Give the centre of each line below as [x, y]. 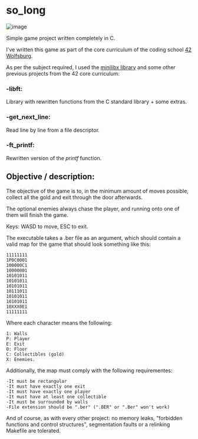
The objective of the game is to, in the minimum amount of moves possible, [97, 191]
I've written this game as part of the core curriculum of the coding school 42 [99, 49]
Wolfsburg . [19, 56]
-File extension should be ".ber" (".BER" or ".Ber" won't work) [88, 407]
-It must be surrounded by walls [47, 402]
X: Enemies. [21, 359]
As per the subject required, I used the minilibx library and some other [91, 67]
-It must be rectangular [37, 381]
